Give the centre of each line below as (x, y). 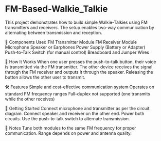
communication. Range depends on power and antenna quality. (69, 133)
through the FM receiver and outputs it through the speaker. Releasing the (79, 72)
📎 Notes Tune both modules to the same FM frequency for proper (71, 128)
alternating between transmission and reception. (54, 32)
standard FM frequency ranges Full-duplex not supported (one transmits (78, 94)
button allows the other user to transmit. (45, 77)
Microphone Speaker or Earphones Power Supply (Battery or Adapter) (75, 47)
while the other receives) (30, 99)
